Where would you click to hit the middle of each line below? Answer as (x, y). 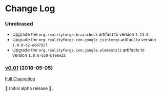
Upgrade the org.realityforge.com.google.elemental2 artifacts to (78, 50)
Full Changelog (20, 78)
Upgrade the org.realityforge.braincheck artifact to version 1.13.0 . (81, 34)
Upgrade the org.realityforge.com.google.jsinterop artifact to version (84, 40)
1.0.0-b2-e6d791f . (30, 45)
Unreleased (19, 24)
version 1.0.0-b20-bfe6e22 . (39, 55)
